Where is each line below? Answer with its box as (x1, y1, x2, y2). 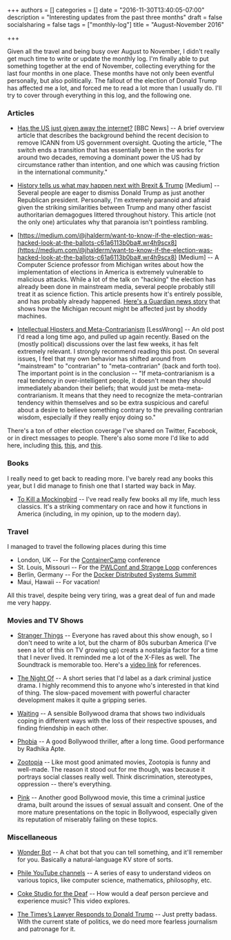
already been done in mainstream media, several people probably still (17, 283, 215, 291)
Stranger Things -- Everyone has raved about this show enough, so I (17, 631, 212, 640)
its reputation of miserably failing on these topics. (17, 815, 158, 823)
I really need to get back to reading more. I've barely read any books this (7, 474, 214, 482)
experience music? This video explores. (17, 897, 130, 906)
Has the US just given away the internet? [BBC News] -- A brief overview (17, 124, 225, 132)
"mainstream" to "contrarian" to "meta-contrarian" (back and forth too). (17, 362, 221, 370)
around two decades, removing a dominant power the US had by (17, 153, 201, 161)
